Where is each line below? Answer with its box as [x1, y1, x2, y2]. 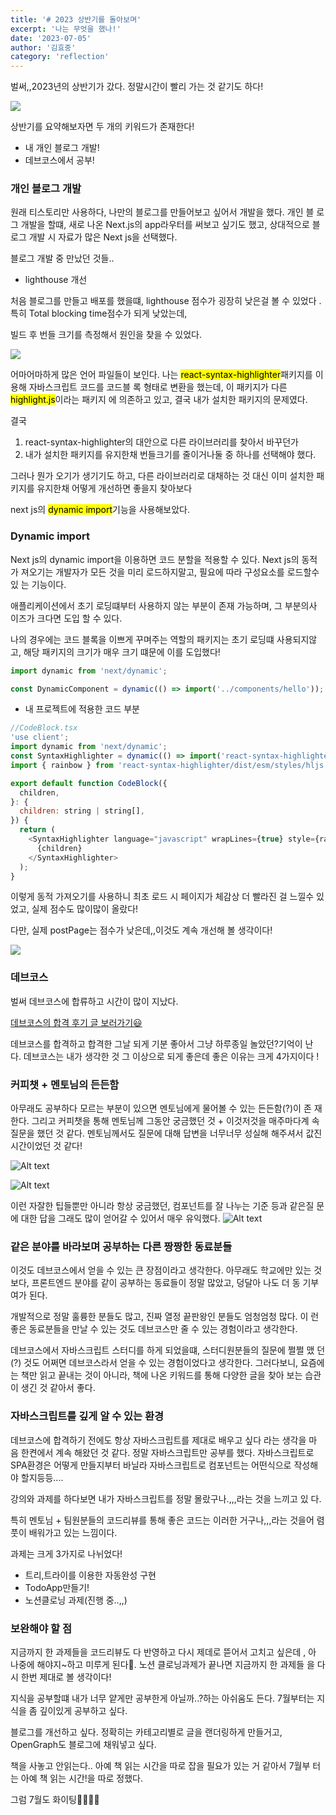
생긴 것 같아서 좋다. [20, 1382, 96, 1394]
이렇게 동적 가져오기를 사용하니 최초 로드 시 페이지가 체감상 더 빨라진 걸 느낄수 [10, 891, 315, 903]
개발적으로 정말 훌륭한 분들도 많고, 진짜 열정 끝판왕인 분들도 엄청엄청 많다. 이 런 [10, 1311, 320, 1323]
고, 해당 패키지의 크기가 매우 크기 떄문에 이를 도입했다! [10, 646, 221, 658]
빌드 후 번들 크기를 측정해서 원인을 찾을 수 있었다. [10, 329, 203, 341]
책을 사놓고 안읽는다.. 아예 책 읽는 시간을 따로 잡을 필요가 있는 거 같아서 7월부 [10, 1759, 311, 1771]
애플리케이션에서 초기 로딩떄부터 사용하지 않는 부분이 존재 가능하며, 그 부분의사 [10, 599, 318, 611]
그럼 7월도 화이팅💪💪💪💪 [10, 1793, 100, 1805]
